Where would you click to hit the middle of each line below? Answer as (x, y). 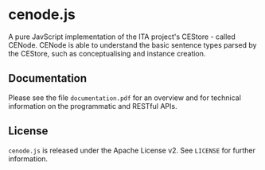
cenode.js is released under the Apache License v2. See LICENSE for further (132, 150)
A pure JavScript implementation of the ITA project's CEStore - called (122, 37)
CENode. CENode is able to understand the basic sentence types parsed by (132, 44)
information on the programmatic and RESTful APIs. (93, 106)
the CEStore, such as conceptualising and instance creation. (107, 53)
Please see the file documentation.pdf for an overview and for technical (125, 98)
